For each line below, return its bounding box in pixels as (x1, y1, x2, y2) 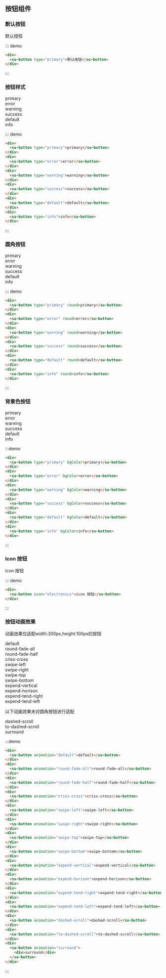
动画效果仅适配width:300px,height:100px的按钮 (5, 631, 102, 637)
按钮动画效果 (5, 618, 36, 625)
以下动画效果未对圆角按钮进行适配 (5, 708, 75, 714)
